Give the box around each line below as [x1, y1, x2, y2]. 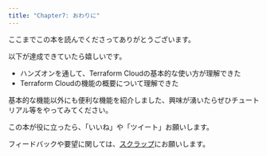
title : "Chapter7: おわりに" [8, 11, 100, 20]
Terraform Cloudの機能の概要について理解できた [19, 78, 179, 88]
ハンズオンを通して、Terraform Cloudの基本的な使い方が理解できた [19, 68, 241, 78]
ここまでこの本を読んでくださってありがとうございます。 [8, 34, 195, 44]
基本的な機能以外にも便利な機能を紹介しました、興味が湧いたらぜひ [8, 95, 232, 104]
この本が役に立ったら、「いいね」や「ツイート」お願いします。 [8, 122, 214, 131]
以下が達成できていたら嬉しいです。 [8, 51, 127, 60]
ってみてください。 [49, 105, 113, 115]
